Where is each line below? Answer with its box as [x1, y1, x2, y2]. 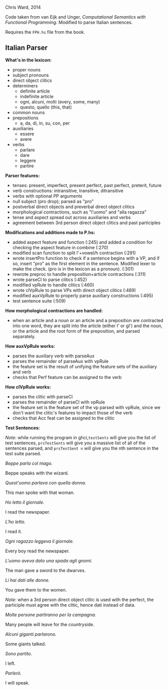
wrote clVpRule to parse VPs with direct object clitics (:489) [12, 287, 136, 293]
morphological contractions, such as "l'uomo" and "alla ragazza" [12, 209, 147, 215]
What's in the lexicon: [5, 57, 52, 63]
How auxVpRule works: [5, 343, 55, 349]
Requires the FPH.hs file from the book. [5, 29, 85, 35]
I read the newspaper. [5, 509, 51, 515]
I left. [5, 660, 16, 666]
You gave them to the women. [5, 586, 67, 593]
